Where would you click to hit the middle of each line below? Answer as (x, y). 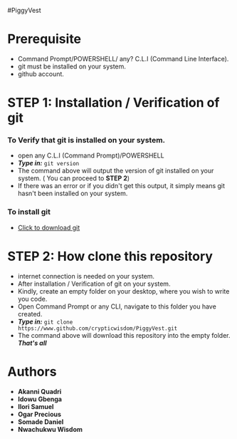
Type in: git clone (45, 321)
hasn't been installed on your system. (73, 193)
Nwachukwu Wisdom (50, 429)
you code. (32, 299)
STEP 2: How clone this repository (110, 256)
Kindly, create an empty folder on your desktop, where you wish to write (123, 291)
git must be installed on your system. (72, 66)
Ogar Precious (39, 414)
